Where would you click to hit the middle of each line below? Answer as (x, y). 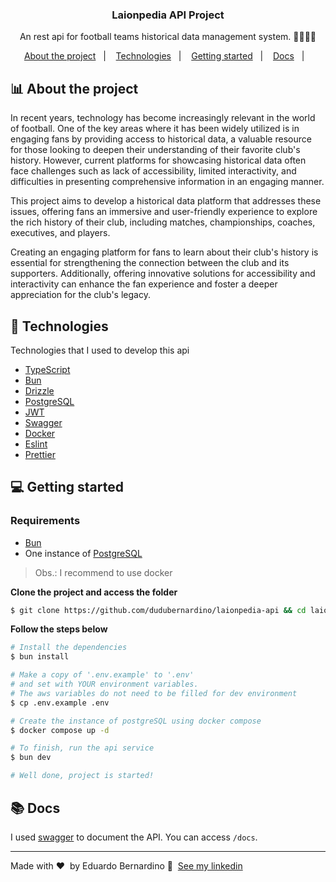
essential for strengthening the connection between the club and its (150, 263)
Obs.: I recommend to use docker (103, 572)
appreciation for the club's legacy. (80, 295)
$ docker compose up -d (60, 730)
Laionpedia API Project (168, 15)
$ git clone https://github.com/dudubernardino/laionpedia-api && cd (158, 610)
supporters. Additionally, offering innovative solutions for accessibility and (163, 274)
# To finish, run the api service (82, 748)
